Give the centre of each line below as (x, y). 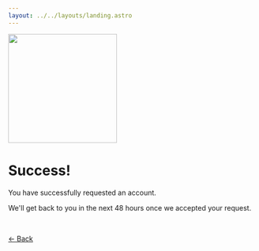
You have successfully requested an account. (82, 192)
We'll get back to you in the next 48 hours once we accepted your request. (130, 207)
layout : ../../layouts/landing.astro (70, 15)
